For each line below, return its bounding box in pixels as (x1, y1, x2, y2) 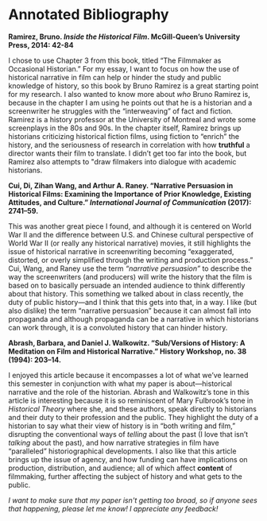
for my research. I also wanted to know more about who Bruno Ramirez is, (8, 89, 250, 98)
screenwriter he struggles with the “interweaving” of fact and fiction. (8, 106, 233, 116)
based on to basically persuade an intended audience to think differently (8, 280, 246, 290)
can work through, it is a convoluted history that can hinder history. (8, 322, 228, 332)
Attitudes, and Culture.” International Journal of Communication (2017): (8, 197, 252, 207)
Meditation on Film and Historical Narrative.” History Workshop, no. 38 (8, 346, 247, 356)
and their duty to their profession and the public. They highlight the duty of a (8, 412, 259, 422)
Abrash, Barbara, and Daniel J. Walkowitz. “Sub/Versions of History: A (8, 338, 246, 347)
